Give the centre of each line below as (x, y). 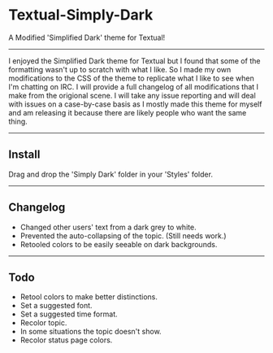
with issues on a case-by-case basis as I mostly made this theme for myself (135, 104)
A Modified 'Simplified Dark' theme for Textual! (87, 37)
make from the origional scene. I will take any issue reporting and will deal (132, 95)
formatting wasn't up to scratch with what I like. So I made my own (120, 69)
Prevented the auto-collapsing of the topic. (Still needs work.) (123, 235)
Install (24, 155)
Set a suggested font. (56, 306)
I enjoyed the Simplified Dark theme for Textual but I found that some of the (134, 61)
